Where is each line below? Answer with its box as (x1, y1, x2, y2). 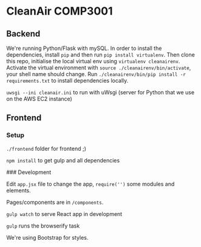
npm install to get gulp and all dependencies (6, 156, 120, 164)
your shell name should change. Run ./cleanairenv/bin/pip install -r (6, 71, 186, 77)
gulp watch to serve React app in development (6, 210, 123, 217)
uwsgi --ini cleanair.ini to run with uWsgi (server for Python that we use (6, 89, 195, 96)
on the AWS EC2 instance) (6, 96, 73, 102)
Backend (6, 29, 41, 39)
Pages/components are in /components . (6, 198, 104, 206)
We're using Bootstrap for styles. (6, 234, 89, 241)
